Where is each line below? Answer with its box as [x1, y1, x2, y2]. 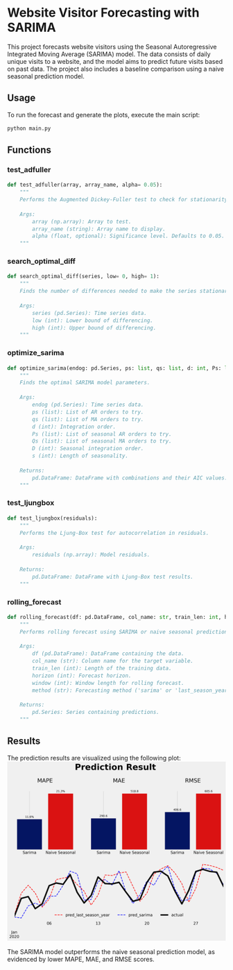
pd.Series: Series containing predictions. [32, 709, 159, 716]
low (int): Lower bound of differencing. [32, 317, 154, 324]
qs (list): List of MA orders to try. [32, 416, 144, 423]
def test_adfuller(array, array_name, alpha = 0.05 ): [7, 182, 163, 189]
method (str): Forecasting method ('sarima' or [32, 687, 172, 694]
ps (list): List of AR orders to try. [32, 408, 144, 416]
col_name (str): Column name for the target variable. [32, 658, 194, 665]
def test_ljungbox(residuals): [7, 515, 98, 522]
